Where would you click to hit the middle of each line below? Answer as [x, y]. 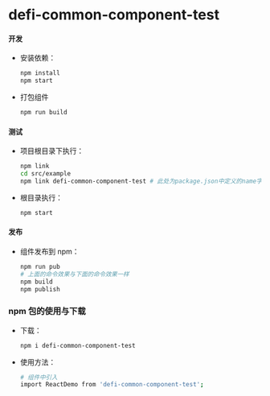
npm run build [43, 113]
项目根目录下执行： [52, 151]
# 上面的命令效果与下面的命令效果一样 [75, 274]
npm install [40, 73]
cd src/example [45, 174]
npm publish [40, 289]
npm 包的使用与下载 [47, 311]
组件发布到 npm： [49, 251]
